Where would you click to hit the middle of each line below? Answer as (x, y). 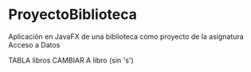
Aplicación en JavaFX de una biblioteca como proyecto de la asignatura (126, 36)
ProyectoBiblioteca (73, 15)
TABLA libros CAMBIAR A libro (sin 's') (71, 60)
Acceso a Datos (34, 44)
